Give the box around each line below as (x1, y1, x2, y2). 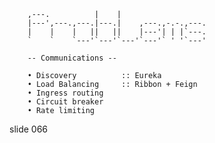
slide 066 (9, 123, 49, 135)
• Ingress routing (27, 88, 104, 98)
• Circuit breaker (27, 97, 104, 107)
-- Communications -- (27, 53, 117, 63)
